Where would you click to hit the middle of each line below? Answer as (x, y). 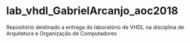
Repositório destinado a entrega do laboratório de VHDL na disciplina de (95, 27)
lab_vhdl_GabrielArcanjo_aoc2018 (92, 11)
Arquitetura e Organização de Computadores (62, 33)
